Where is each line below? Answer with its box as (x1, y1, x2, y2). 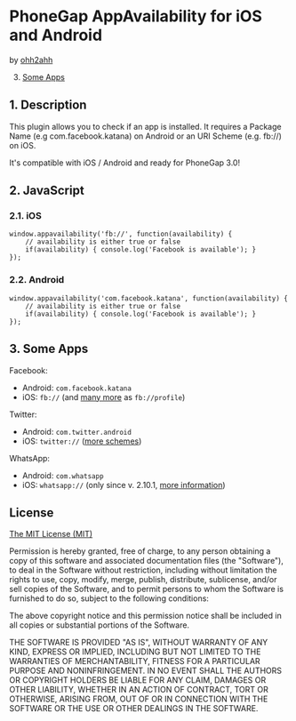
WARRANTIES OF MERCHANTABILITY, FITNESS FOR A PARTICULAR (9, 656, 260, 667)
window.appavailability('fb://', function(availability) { (9, 229, 233, 239)
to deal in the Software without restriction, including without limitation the (9, 565, 277, 575)
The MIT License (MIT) (9, 529, 93, 540)
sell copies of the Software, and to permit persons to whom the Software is (9, 584, 284, 595)
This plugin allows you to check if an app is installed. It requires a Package (9, 121, 282, 132)
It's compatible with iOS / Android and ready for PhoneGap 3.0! (9, 157, 241, 168)
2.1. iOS (9, 210, 42, 222)
